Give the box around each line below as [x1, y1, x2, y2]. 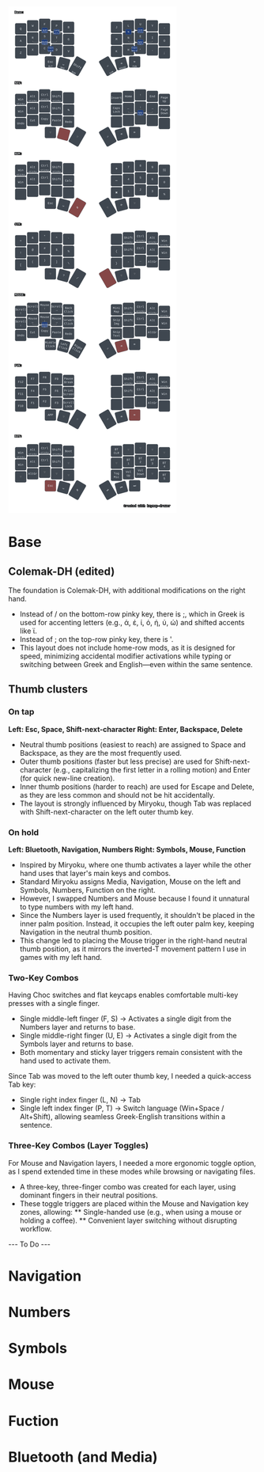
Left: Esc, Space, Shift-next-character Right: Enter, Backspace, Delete [8, 724, 243, 734]
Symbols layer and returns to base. [19, 1039, 134, 1049]
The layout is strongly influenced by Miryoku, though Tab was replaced [19, 799, 251, 808]
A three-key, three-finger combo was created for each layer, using [19, 1182, 236, 1191]
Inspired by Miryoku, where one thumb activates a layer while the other [19, 859, 251, 869]
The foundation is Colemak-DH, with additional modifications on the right [8, 586, 246, 595]
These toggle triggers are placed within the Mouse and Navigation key [19, 1198, 249, 1208]
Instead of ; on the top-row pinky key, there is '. [19, 635, 174, 643]
